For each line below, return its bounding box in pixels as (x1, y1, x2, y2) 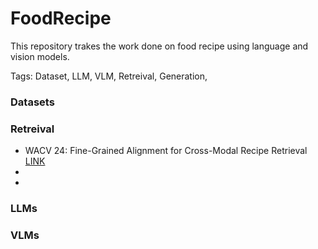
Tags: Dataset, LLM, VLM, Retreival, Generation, (10, 70, 208, 82)
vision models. (10, 50, 70, 62)
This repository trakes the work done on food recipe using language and (10, 40, 309, 52)
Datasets (10, 95, 55, 109)
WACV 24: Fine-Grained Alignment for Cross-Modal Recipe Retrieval (24, 145, 308, 157)
